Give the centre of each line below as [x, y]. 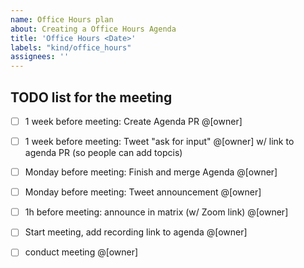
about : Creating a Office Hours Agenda [93, 29]
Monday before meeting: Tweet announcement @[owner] [143, 192]
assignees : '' [40, 57]
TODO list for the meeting [91, 97]
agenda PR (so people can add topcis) [103, 153]
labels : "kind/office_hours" [71, 47]
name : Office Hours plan [62, 19]
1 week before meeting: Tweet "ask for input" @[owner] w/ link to [159, 141]
